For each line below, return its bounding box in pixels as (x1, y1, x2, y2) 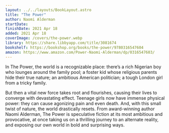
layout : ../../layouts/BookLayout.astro (5, 7, 92, 13)
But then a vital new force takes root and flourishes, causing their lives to (5, 90, 157, 96)
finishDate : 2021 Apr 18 (5, 26, 58, 31)
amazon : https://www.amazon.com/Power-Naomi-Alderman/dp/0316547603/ (5, 50, 155, 55)
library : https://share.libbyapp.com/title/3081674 (5, 40, 116, 46)
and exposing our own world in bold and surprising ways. (5, 122, 125, 128)
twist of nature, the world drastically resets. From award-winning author (5, 106, 155, 112)
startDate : (5, 21, 28, 27)
